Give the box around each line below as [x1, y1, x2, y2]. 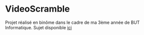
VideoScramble [5, 3, 70, 15]
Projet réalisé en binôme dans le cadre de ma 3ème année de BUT [5, 19, 140, 25]
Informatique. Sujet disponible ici [5, 24, 72, 30]
